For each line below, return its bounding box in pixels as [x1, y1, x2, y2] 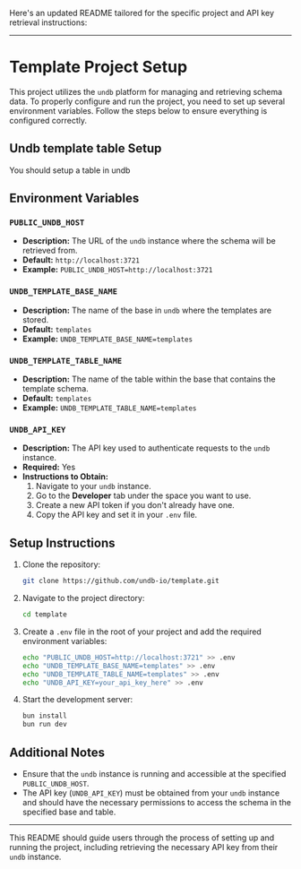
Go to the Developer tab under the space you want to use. [35, 490, 252, 501]
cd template [21, 610, 67, 619]
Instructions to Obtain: [21, 471, 109, 482]
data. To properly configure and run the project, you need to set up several [9, 96, 285, 107]
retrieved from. [21, 245, 78, 256]
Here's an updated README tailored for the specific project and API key [9, 8, 275, 18]
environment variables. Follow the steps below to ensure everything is [9, 105, 268, 116]
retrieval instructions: [9, 17, 88, 28]
